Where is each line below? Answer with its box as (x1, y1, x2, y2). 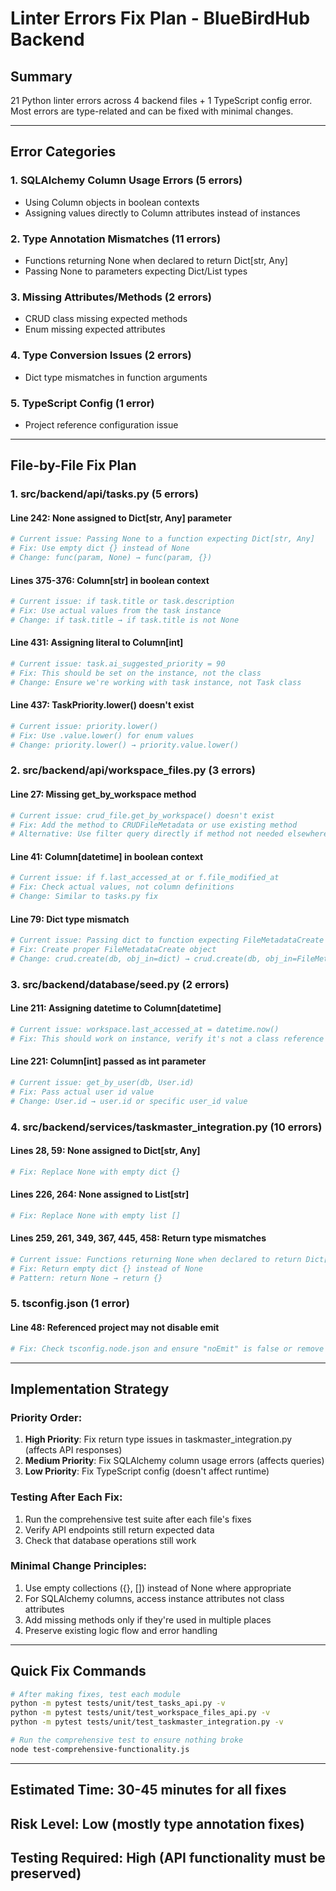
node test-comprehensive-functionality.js (10, 1744, 190, 1754)
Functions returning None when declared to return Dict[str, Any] (24, 254, 288, 266)
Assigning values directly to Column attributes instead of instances (24, 207, 301, 219)
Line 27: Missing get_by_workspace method (10, 788, 197, 801)
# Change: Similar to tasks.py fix (10, 892, 159, 902)
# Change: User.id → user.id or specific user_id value (10, 1096, 248, 1106)
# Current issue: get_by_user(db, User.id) (10, 1077, 195, 1087)
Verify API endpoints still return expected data (24, 1523, 215, 1536)
